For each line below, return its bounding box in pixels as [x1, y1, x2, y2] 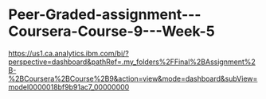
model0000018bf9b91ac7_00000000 [8, 82, 130, 92]
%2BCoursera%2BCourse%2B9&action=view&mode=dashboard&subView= [8, 74, 258, 83]
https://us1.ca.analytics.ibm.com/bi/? [8, 48, 129, 58]
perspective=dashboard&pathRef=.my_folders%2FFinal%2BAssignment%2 [8, 57, 256, 67]
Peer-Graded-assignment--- [8, 6, 201, 24]
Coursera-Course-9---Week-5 [8, 22, 215, 40]
